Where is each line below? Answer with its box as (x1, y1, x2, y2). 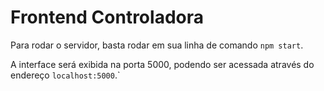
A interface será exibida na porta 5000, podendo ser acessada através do (10, 58, 315, 70)
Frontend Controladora (10, 6, 204, 29)
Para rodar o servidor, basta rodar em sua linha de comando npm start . (10, 39, 304, 51)
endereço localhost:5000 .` (10, 69, 121, 81)
